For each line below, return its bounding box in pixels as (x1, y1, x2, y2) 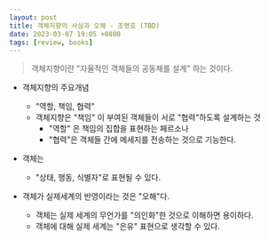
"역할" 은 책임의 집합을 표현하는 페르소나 (48, 124, 189, 134)
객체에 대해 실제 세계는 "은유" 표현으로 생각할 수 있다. (35, 221, 220, 232)
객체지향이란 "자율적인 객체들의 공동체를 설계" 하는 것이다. (30, 63, 233, 74)
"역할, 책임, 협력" (35, 101, 95, 112)
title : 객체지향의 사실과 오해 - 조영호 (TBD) (9, 21, 161, 30)
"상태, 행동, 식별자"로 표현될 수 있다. (35, 172, 162, 183)
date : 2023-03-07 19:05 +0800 (9, 29, 122, 38)
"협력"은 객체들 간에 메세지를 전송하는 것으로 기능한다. (48, 134, 237, 145)
